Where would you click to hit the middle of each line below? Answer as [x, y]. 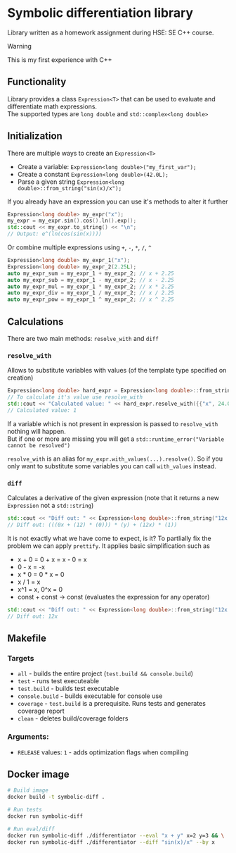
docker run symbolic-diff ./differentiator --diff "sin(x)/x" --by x [111, 842]
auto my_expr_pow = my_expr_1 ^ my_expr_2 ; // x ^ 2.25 [91, 300]
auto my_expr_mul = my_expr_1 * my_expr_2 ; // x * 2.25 [91, 287]
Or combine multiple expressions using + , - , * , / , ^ [80, 247]
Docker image [38, 774]
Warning [19, 46]
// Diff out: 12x [33, 616]
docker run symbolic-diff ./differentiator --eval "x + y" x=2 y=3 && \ [116, 835]
